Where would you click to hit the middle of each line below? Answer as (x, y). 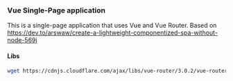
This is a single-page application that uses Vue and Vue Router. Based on (112, 26)
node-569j (22, 40)
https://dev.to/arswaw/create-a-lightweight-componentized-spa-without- (113, 33)
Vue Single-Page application (57, 10)
